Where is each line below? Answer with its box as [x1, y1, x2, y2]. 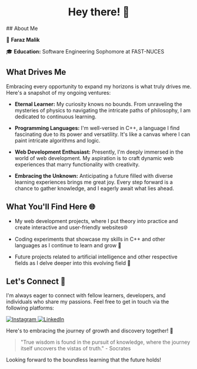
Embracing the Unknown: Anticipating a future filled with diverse [14, 172, 173, 179]
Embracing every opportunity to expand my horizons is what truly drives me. [6, 82, 192, 90]
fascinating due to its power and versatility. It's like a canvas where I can [14, 131, 191, 138]
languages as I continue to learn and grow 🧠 [14, 241, 122, 249]
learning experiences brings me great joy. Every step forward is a [14, 178, 173, 185]
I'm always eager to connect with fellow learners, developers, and [6, 292, 166, 299]
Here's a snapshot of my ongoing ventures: [6, 89, 111, 96]
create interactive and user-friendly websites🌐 [14, 224, 128, 231]
